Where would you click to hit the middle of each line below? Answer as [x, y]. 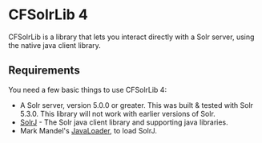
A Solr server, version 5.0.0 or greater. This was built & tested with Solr [137, 105]
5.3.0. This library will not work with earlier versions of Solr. [118, 113]
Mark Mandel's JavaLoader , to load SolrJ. [89, 130]
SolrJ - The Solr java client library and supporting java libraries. [124, 122]
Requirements [44, 71]
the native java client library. [55, 45]
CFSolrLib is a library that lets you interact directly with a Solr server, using [131, 37]
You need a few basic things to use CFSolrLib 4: [87, 89]
